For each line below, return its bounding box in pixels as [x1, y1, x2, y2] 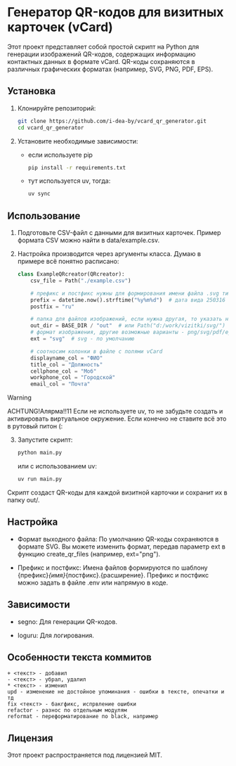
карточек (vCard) [7, 19, 114, 35]
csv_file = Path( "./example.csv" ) [30, 277, 131, 284]
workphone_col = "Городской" [30, 374, 116, 381]
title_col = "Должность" [30, 361, 103, 368]
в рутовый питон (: [7, 422, 63, 430]
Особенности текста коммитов [7, 651, 152, 663]
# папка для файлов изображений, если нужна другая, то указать [30, 316, 223, 323]
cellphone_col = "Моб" [30, 367, 97, 375]
